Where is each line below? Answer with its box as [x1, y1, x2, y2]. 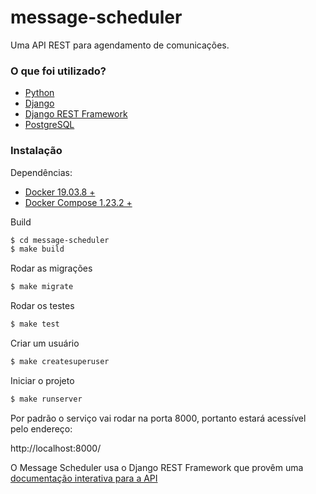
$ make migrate [10, 282, 74, 292]
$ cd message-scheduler [10, 235, 110, 245]
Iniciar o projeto [10, 374, 75, 386]
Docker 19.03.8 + [24, 186, 96, 198]
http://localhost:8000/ [10, 442, 102, 454]
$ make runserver [10, 394, 83, 404]
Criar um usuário [10, 337, 80, 350]
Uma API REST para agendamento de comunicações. [10, 39, 230, 51]
